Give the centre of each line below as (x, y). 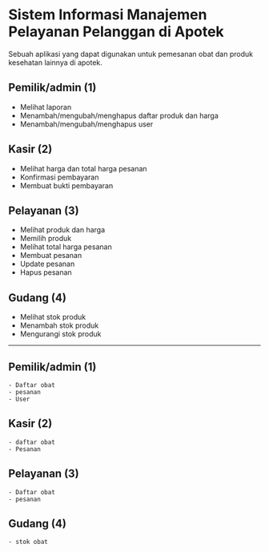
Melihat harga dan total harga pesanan (83, 168)
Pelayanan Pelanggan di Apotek (116, 32)
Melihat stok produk (53, 317)
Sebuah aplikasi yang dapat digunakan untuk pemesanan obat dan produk (131, 54)
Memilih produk (46, 239)
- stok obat (28, 542)
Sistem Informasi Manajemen (108, 15)
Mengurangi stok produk (60, 334)
